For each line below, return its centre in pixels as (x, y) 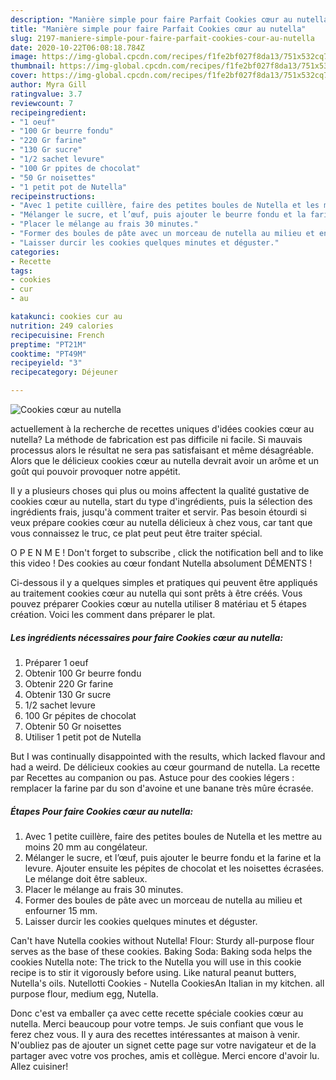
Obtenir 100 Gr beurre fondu (83, 673)
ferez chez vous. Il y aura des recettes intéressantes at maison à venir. (155, 1034)
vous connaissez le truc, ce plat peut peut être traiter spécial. (136, 533)
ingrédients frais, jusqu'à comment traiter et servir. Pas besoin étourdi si (158, 512)
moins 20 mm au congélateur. (86, 847)
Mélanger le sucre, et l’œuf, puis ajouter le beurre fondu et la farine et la (173, 857)
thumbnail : (33, 66)
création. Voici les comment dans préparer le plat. (113, 614)
